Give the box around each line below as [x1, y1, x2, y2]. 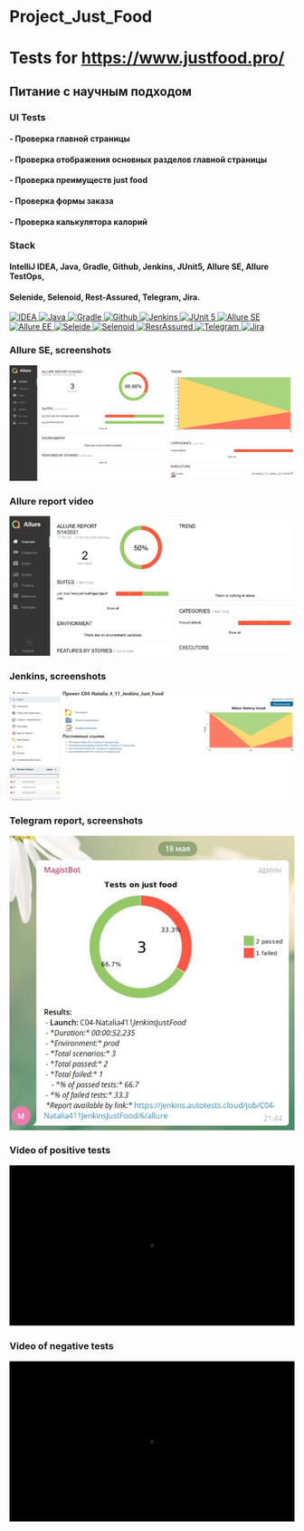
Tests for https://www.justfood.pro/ [9, 48, 285, 69]
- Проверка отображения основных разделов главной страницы [9, 154, 268, 165]
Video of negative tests [9, 1340, 115, 1353]
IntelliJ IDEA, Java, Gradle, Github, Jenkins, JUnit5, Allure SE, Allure [9, 261, 270, 273]
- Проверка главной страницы [9, 133, 131, 144]
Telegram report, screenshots [9, 814, 143, 827]
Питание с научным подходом [9, 83, 193, 99]
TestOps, [9, 271, 45, 282]
